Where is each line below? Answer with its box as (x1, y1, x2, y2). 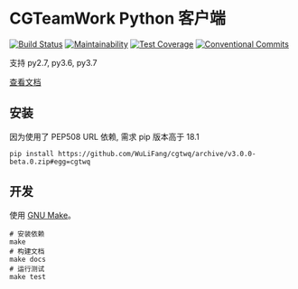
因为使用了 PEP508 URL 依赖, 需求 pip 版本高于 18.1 (9, 131, 200, 142)
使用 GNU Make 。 (9, 210, 77, 220)
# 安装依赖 (9, 229, 45, 238)
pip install (9, 149, 54, 158)
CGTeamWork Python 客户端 (9, 8, 226, 29)
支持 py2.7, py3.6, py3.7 (9, 57, 98, 68)
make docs (9, 255, 47, 264)
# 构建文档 (9, 247, 45, 256)
